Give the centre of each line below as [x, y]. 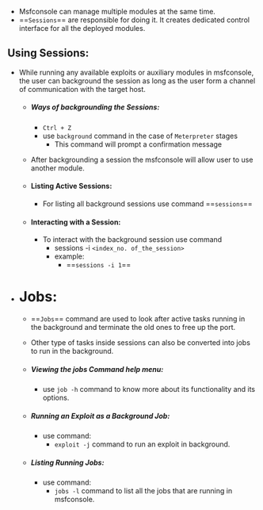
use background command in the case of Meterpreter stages [140, 136]
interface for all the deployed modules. [82, 28]
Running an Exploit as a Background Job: [100, 416]
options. [56, 398]
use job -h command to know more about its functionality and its [149, 389]
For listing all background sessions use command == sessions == [147, 203]
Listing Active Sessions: [71, 186]
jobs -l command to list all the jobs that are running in [143, 491]
